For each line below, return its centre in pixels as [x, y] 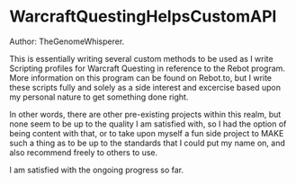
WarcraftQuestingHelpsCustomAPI [143, 17]
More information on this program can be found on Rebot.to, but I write [141, 77]
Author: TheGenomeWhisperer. [67, 41]
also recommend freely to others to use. [84, 152]
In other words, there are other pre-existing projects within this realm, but [145, 114]
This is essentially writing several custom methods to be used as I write [141, 58]
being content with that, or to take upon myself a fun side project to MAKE [147, 133]
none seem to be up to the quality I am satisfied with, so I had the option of [148, 124]
